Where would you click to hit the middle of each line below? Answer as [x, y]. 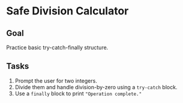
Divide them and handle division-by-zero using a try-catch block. [96, 87]
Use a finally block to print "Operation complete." [78, 93]
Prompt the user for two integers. [56, 81]
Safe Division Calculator [67, 11]
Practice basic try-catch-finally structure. [57, 47]
